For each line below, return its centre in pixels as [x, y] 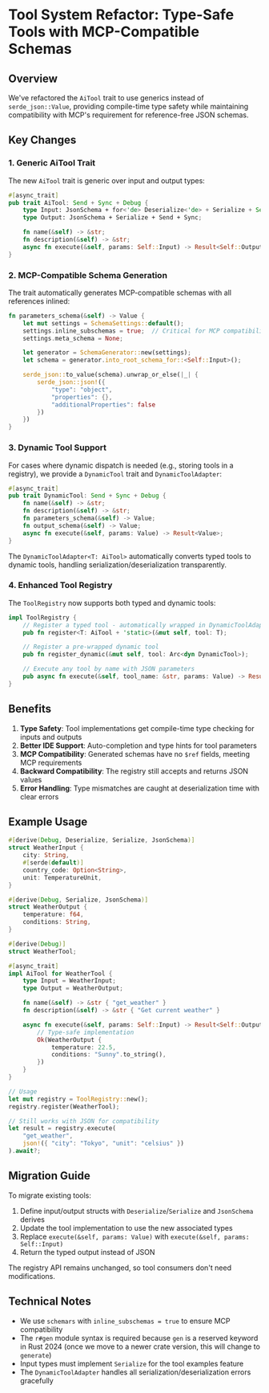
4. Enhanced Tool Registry [60, 586]
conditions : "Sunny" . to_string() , [108, 1055]
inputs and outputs [51, 737]
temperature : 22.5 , [83, 1047]
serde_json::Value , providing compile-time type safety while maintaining [128, 106]
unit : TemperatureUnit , [62, 877]
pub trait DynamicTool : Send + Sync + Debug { [87, 496]
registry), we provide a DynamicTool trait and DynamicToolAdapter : [115, 474]
